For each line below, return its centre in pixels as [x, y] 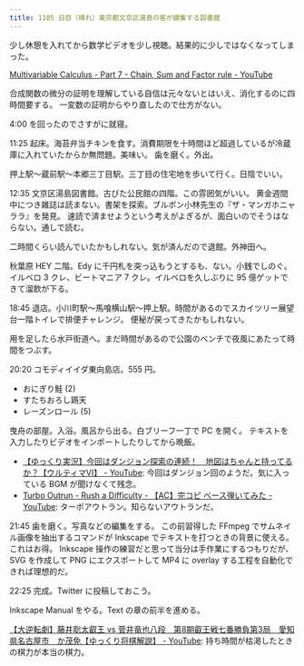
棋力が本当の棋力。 [53, 651]
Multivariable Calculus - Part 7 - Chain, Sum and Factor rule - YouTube [141, 75]
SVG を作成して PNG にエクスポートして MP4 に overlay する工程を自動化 [147, 560]
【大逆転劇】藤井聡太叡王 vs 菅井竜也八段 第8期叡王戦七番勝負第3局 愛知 [152, 629]
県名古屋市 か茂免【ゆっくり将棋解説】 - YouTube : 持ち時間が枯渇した [143, 641]
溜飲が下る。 [49, 288]
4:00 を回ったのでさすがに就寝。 [71, 124]
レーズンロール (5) [57, 411]
